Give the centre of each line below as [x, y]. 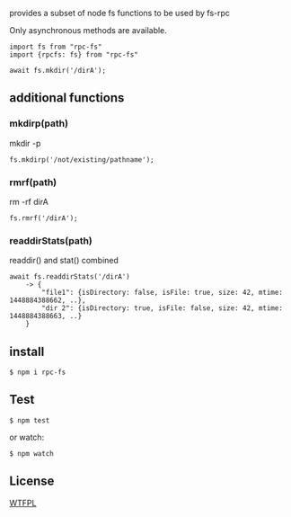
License [32, 481]
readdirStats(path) [51, 240]
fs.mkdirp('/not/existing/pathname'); [82, 160]
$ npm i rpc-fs [38, 372]
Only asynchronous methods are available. [88, 30]
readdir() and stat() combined [64, 261]
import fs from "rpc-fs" [56, 47]
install [27, 351]
